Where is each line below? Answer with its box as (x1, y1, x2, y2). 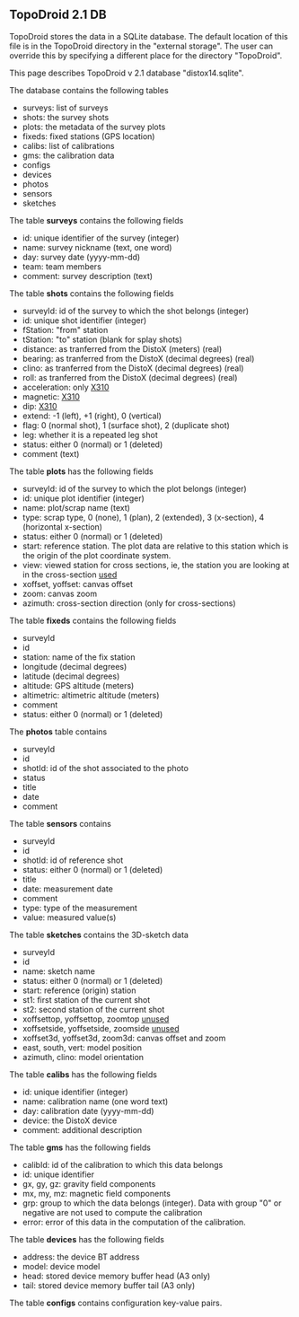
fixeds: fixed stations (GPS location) (22, 130, 155, 142)
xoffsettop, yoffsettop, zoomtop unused (22, 1014, 170, 1024)
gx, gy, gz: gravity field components (22, 1178, 156, 1189)
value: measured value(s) (22, 911, 117, 923)
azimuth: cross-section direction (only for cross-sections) (22, 597, 236, 609)
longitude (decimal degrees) (22, 661, 128, 672)
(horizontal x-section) (22, 521, 103, 532)
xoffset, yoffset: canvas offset (22, 578, 133, 589)
